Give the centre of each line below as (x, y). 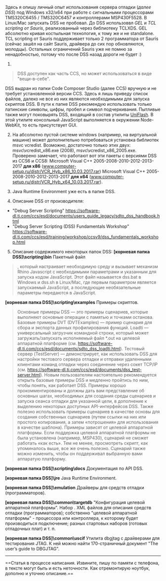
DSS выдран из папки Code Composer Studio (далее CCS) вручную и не (81, 88)
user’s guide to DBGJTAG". (32, 549)
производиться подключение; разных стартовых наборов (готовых (76, 523)
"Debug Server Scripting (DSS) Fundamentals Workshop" (71, 226)
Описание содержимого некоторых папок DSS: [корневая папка (81, 252)
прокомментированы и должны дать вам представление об (81, 391)
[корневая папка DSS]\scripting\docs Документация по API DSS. (74, 468)
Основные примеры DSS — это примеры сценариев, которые (83, 312)
